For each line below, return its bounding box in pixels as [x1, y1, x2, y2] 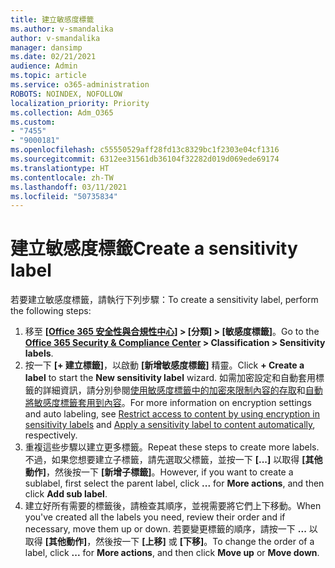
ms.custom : [10, 117, 56, 127]
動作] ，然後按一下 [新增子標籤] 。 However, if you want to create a [24, 466, 294, 478]
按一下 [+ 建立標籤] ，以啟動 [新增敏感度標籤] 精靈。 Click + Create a [24, 359, 305, 371]
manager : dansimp [10, 42, 83, 53]
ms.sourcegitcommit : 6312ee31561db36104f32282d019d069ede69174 [10, 154, 280, 164]
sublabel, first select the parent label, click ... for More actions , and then [24, 477, 325, 490]
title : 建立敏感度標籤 [10, 14, 95, 25]
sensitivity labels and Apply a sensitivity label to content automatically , [24, 419, 316, 431]
